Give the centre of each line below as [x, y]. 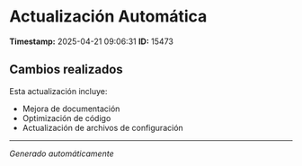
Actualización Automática [108, 17]
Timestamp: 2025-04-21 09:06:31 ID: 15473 [91, 41]
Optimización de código [67, 118]
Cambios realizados [66, 70]
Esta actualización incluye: [58, 91]
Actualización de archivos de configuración [103, 127]
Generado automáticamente [62, 153]
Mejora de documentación [71, 109]
